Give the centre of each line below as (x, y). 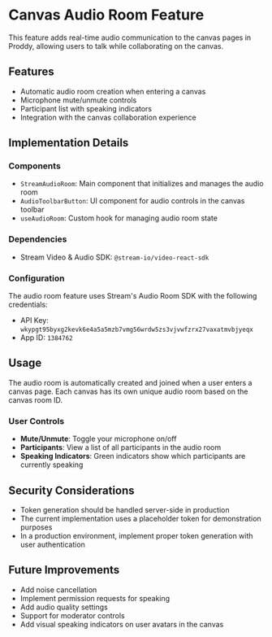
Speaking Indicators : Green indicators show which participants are (133, 456)
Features (31, 72)
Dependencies (38, 239)
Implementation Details (69, 143)
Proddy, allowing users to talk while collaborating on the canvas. (116, 46)
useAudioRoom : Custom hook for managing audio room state (119, 218)
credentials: (28, 305)
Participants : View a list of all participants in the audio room (121, 447)
